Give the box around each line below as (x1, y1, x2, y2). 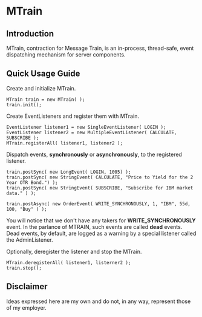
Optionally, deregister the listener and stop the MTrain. (6, 248, 142, 255)
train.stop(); (6, 265, 42, 271)
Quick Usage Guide (6, 69, 80, 79)
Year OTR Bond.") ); (6, 179, 59, 186)
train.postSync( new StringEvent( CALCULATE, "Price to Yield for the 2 (6, 174, 194, 180)
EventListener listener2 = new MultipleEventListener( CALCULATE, (6, 129, 177, 135)
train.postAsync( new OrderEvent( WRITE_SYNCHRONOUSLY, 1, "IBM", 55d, (6, 200, 191, 207)
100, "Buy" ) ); (6, 206, 47, 212)
